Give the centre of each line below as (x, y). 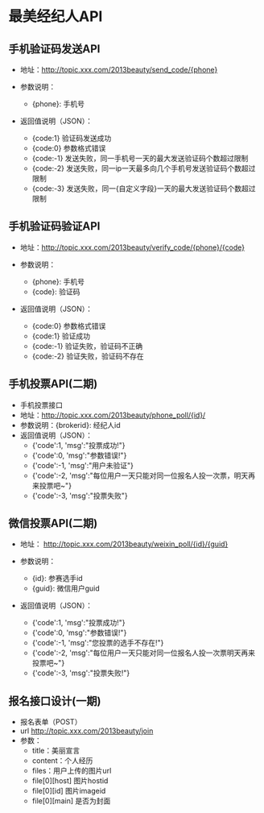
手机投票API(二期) (53, 384)
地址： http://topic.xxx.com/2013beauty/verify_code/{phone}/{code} (132, 247)
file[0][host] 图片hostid (70, 781)
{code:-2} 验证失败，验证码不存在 (88, 356)
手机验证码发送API (54, 49)
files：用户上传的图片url (72, 771)
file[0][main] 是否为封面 (71, 801)
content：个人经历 (62, 761)
